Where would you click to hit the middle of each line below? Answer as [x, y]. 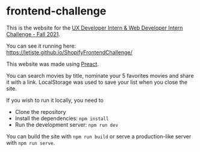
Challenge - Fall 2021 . [33, 34]
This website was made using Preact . [53, 64]
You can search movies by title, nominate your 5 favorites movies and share [100, 75]
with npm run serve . [31, 142]
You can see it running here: [41, 46]
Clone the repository [40, 112]
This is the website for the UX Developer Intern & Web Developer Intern [95, 28]
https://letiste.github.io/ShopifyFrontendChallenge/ [69, 52]
